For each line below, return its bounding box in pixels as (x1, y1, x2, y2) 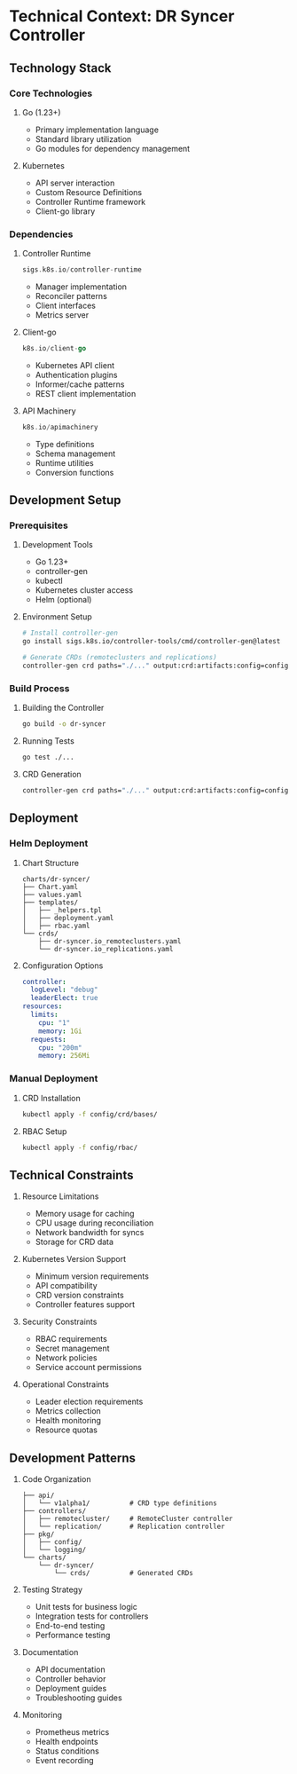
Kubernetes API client (35, 359, 115, 370)
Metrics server (35, 310, 90, 320)
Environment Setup (21, 611, 93, 622)
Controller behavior (35, 1674, 106, 1684)
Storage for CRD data (35, 1236, 113, 1248)
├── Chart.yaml (21, 882, 79, 891)
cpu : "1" (38, 1018, 71, 1027)
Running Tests (21, 736, 75, 746)
